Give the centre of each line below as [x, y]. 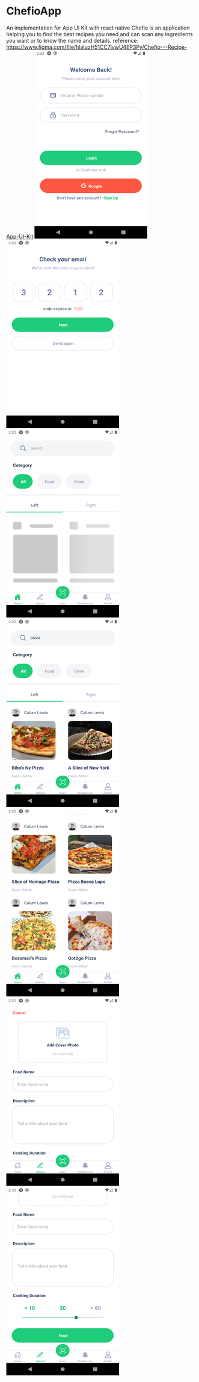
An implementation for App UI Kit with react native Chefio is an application [98, 28]
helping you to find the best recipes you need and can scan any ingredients [100, 34]
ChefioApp [34, 11]
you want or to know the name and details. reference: [72, 40]
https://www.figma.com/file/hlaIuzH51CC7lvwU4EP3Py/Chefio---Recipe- [97, 47]
